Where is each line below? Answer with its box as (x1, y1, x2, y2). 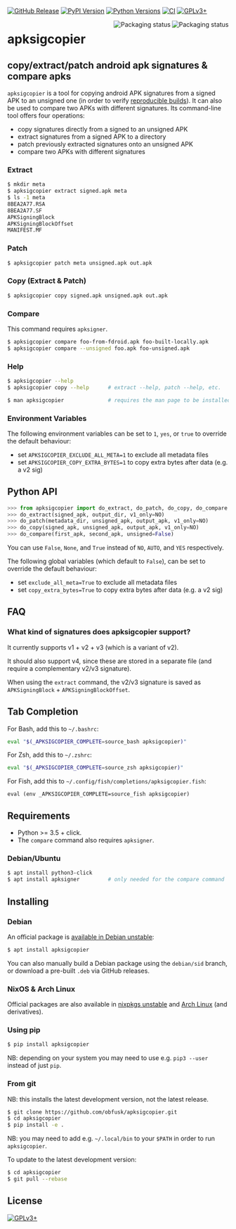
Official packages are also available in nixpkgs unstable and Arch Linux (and (7, 1000, 228, 1009)
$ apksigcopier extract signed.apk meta (7, 187, 128, 195)
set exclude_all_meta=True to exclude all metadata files (17, 578, 178, 587)
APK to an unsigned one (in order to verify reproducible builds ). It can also (7, 96, 223, 105)
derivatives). (7, 1007, 44, 1016)
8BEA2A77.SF (7, 207, 42, 214)
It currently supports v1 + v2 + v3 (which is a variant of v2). (7, 643, 179, 651)
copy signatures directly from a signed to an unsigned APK (17, 125, 188, 133)
